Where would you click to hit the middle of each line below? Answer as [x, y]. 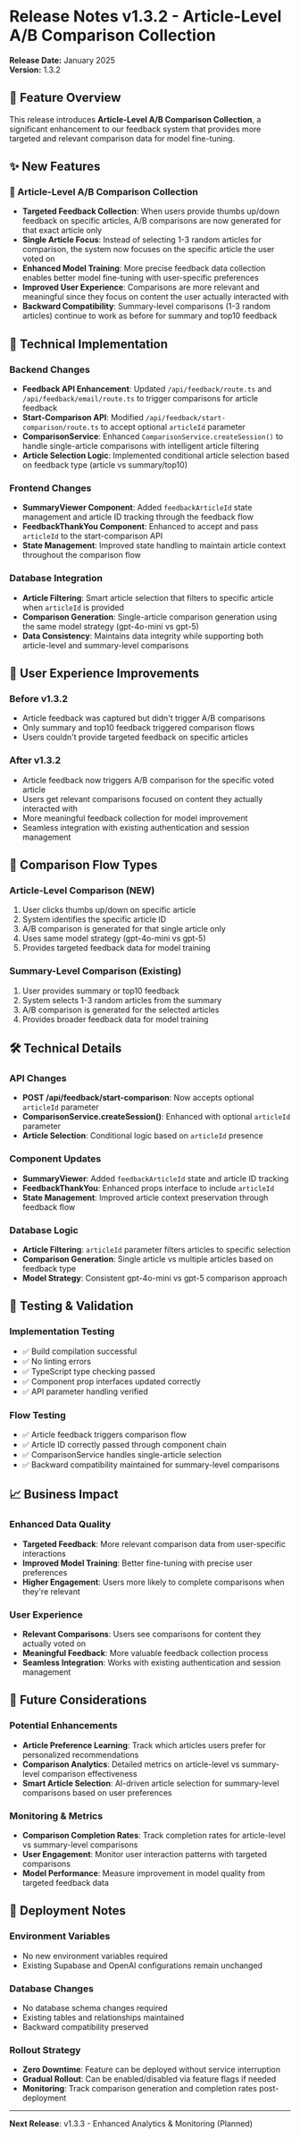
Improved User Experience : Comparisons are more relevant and [141, 287]
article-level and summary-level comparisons [105, 645]
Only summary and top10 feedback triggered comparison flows [138, 728]
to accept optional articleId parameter [173, 427]
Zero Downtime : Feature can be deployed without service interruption [151, 2070]
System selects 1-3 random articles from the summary [122, 1000]
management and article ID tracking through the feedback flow [138, 517]
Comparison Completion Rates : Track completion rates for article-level [154, 1835]
